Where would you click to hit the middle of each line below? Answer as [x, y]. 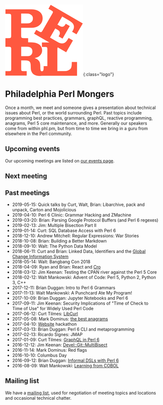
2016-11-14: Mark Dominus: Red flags [50, 350]
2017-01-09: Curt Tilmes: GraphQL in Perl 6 [56, 339]
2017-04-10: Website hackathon [44, 324]
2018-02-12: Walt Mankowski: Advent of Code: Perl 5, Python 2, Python [84, 277]
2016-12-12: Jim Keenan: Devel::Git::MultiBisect [60, 345]
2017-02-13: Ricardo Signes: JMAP [47, 334]
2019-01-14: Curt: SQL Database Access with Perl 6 [64, 230]
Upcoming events [32, 149]
